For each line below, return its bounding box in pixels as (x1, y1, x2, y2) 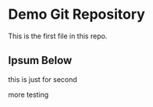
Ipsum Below (8, 54, 73, 67)
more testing (8, 90, 49, 99)
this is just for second (8, 74, 78, 84)
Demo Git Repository (8, 5, 146, 23)
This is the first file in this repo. (8, 31, 108, 41)
